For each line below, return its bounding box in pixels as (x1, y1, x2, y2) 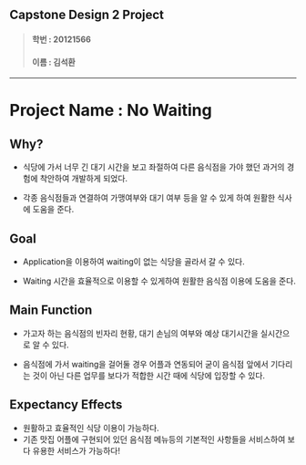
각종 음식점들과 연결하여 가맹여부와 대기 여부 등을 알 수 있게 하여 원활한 (22, 192, 276, 203)
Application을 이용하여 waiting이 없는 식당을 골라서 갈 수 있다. (22, 256, 245, 267)
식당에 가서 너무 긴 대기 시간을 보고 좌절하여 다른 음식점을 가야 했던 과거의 (22, 161, 285, 172)
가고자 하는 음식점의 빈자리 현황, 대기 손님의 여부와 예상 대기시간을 (22, 327, 259, 338)
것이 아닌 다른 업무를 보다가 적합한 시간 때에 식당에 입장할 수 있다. (32, 369, 266, 381)
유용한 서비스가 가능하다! (32, 445, 121, 456)
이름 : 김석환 (31, 57, 76, 67)
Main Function (9, 303, 93, 318)
